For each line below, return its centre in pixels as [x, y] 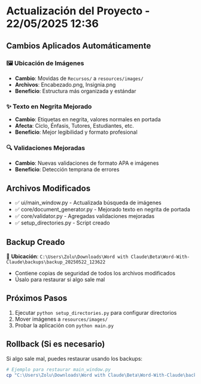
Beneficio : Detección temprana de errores [67, 170]
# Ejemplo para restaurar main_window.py [59, 369]
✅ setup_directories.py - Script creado [62, 223]
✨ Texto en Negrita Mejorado [49, 106]
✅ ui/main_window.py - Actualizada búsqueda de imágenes [88, 203]
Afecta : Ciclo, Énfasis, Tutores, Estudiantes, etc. [74, 126]
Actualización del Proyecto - [78, 11]
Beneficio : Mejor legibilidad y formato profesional [76, 132]
